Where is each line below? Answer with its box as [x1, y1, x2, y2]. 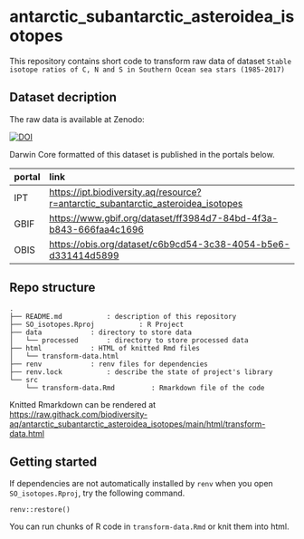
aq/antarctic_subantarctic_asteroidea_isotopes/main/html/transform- [9, 419, 266, 429]
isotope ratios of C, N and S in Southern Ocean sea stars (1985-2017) [9, 65, 285, 74]
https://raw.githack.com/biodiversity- [9, 409, 147, 419]
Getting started [9, 454, 98, 469]
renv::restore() [9, 505, 71, 515]
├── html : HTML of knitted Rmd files [9, 343, 201, 352]
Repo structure [9, 280, 96, 295]
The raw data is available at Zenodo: [9, 113, 145, 124]
